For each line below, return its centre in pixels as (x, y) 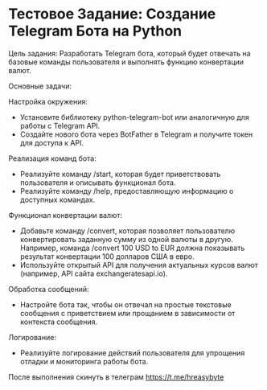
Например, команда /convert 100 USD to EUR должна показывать (132, 248)
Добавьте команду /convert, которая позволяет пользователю (127, 231)
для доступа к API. (52, 142)
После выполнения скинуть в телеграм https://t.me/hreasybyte (116, 377)
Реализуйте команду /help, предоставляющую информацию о (127, 191)
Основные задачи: (40, 86)
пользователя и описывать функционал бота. (98, 183)
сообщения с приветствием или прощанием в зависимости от (127, 313)
